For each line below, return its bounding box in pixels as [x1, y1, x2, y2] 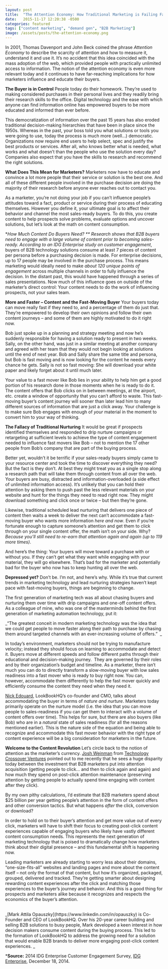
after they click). [5, 782, 39, 788]
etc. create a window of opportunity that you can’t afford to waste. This [5, 393, 152, 399]
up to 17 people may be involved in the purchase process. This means [5, 258, 149, 263]
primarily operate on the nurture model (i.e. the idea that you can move [5, 703, 151, 709]
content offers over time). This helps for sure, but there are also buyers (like [5, 714, 161, 720]
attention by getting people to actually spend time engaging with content [5, 777, 155, 783]
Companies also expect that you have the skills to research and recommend [5, 154, 161, 160]
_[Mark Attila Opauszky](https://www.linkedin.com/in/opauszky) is [5, 911, 142, 917]
